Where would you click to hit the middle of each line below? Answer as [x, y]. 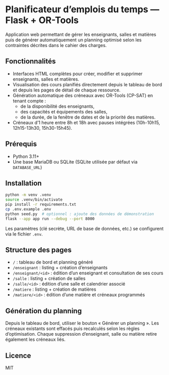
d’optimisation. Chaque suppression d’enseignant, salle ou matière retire [81, 334]
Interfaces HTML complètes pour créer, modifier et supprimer [78, 74]
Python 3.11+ [26, 156]
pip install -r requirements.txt [41, 205]
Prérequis [21, 144]
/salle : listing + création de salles [49, 278]
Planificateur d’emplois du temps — [82, 9]
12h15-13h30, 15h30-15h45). [42, 128]
